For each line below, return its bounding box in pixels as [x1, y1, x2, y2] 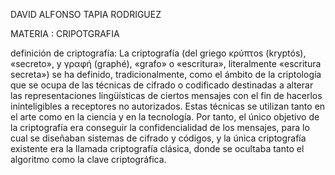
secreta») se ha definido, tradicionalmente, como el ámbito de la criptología [10, 69, 322, 80]
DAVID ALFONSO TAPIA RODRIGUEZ [10, 9, 162, 20]
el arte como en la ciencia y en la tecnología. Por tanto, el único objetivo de [10, 111, 320, 123]
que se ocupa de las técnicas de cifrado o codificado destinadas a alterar [10, 79, 314, 91]
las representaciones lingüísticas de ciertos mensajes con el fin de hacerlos [10, 90, 323, 101]
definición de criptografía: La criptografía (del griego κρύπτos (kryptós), [10, 47, 307, 59]
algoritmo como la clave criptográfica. [10, 154, 167, 165]
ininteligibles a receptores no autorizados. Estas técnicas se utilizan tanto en [10, 100, 326, 112]
